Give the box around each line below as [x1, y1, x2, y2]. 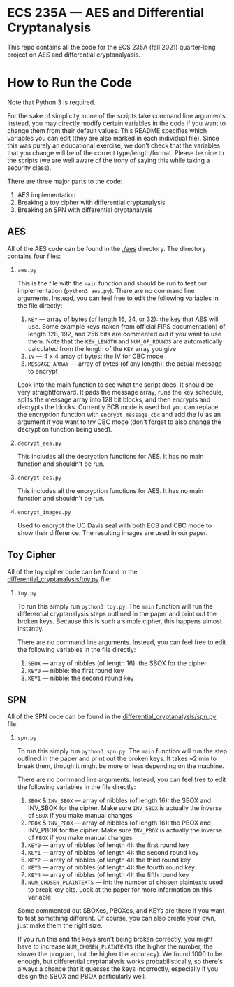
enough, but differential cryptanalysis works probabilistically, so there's [17, 957, 224, 966]
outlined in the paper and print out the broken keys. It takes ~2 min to [17, 754, 217, 763]
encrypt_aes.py [17, 474, 62, 481]
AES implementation [17, 190, 76, 199]
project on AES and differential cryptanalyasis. [7, 50, 141, 59]
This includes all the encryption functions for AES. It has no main [17, 486, 204, 495]
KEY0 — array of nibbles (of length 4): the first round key [27, 841, 189, 849]
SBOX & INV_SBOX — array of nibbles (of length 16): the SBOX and [27, 796, 212, 805]
